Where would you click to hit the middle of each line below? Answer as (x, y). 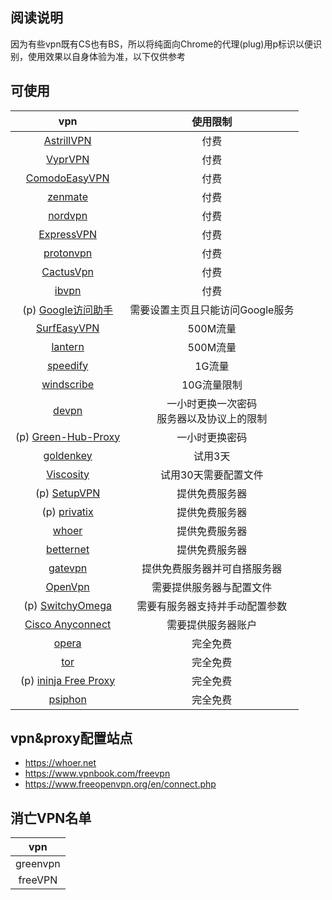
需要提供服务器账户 (212, 625)
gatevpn (68, 568)
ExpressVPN (67, 234)
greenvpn (38, 864)
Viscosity (68, 474)
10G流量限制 (212, 385)
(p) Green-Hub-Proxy (68, 436)
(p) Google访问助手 (67, 310)
